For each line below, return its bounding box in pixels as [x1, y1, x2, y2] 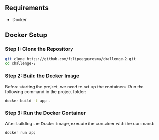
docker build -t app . [5, 98, 51, 103]
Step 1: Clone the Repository [5, 46, 73, 52]
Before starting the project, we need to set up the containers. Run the [5, 84, 144, 89]
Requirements [5, 4, 49, 12]
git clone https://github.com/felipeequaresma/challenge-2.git [5, 56, 136, 61]
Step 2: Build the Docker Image [5, 72, 79, 79]
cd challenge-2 [5, 61, 36, 66]
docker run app [5, 130, 36, 135]
